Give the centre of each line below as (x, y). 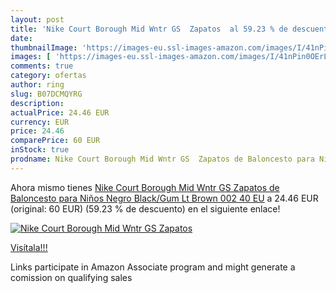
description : (37, 103)
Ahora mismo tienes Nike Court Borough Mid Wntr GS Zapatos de (145, 187)
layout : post (37, 19)
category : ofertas (48, 76)
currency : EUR (40, 122)
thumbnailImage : (44, 47)
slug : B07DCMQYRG (46, 94)
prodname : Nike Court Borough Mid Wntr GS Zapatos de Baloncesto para (162, 159)
